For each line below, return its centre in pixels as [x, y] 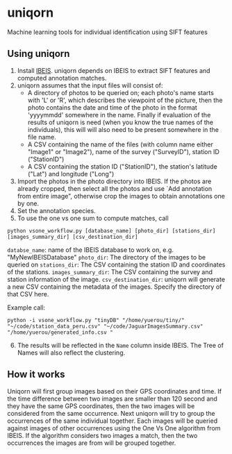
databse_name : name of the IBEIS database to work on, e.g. [90, 250]
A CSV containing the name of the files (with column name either [121, 144]
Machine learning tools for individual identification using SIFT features [108, 32]
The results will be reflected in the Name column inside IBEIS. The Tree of [121, 345]
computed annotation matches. [62, 78]
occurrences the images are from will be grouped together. [92, 443]
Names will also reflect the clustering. [71, 353]
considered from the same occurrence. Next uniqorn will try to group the [111, 413]
